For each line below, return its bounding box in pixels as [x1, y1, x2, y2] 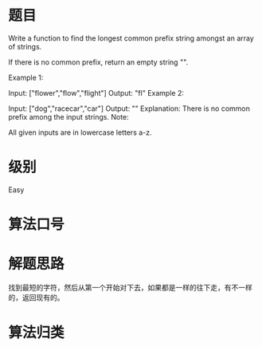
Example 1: [8, 73, 44, 82]
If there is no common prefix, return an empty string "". [8, 57, 189, 67]
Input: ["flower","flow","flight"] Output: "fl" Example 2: [8, 88, 185, 97]
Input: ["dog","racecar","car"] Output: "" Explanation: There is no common [8, 104, 251, 113]
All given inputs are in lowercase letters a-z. [8, 128, 153, 137]
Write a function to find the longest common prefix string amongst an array [8, 33, 255, 43]
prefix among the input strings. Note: [8, 112, 129, 121]
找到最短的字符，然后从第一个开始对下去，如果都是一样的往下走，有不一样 [8, 283, 252, 292]
